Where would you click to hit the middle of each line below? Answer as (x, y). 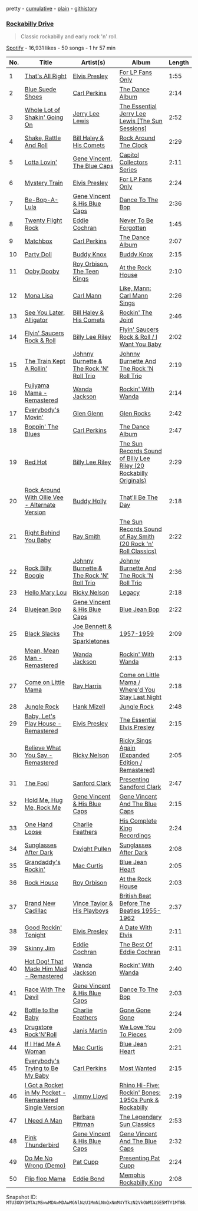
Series (128, 170)
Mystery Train (44, 183)
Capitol (129, 155)
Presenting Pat (140, 1159)
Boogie (34, 576)
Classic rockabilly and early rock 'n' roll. (69, 37)
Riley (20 (132, 466)
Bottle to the (42, 1010)
